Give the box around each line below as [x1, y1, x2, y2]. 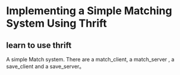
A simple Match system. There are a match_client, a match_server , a [6, 56, 175, 63]
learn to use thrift [6, 40, 72, 50]
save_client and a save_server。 [6, 63, 85, 70]
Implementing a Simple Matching [6, 4, 172, 18]
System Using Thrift [6, 17, 107, 30]
